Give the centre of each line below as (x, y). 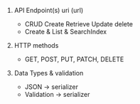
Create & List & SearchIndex (66, 32)
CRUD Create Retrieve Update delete (79, 24)
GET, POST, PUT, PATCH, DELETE (74, 59)
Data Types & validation (49, 73)
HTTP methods (36, 45)
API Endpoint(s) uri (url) (49, 10)
